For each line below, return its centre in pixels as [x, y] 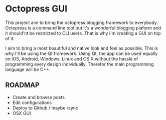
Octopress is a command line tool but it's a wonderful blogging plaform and [83, 27]
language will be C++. [28, 69]
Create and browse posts [39, 97]
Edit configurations [32, 102]
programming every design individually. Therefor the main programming [79, 64]
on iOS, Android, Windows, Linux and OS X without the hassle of [72, 58]
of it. [10, 38]
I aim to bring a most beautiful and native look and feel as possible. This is [81, 48]
